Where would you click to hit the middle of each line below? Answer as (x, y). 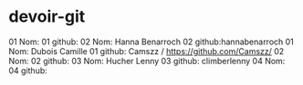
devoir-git (47, 17)
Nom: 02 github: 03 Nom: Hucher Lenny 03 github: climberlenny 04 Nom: (147, 61)
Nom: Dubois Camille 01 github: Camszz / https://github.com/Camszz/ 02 (146, 51)
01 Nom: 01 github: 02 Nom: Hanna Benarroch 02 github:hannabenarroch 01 (151, 42)
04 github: (28, 71)
